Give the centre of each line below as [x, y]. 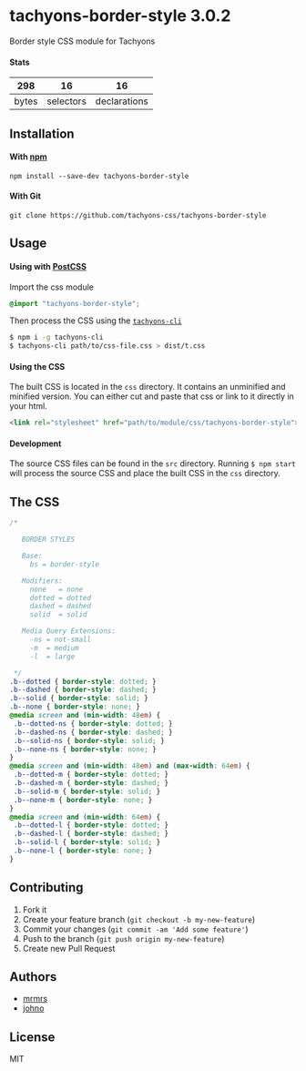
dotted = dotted [61, 597]
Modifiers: [42, 581]
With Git [25, 196]
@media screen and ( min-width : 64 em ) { [85, 817]
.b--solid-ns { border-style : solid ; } [89, 740]
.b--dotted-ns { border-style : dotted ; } [93, 724]
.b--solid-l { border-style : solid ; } [87, 842]
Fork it [35, 909]
